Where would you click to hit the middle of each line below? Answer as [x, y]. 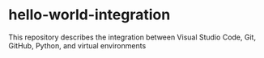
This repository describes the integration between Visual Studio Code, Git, [132, 37]
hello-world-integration [89, 15]
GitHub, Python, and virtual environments [77, 45]
